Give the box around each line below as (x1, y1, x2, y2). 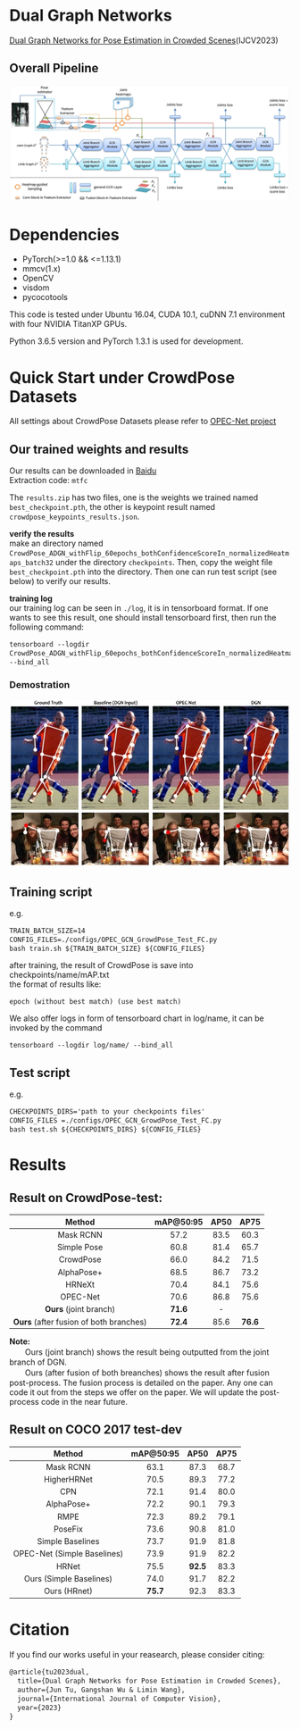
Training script (9, 884, 93, 899)
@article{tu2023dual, (9, 1667, 90, 1676)
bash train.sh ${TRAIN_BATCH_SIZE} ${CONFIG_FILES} (9, 944, 205, 954)
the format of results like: (9, 979, 102, 990)
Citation (9, 1619, 70, 1640)
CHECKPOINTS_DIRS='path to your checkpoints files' (9, 1107, 205, 1116)
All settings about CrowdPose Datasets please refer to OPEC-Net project (9, 416, 277, 427)
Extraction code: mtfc (9, 475, 88, 486)
